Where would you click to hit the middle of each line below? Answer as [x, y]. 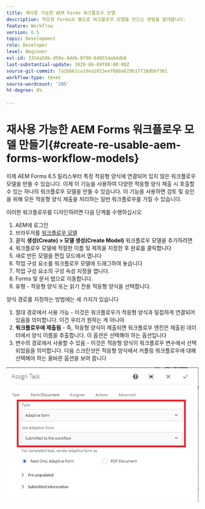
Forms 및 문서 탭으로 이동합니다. [54, 278]
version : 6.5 [23, 32]
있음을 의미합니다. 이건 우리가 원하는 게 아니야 [70, 320]
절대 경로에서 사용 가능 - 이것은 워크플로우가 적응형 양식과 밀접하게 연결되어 [105, 312]
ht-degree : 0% [24, 91]
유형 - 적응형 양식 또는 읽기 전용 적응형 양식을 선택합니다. [83, 286]
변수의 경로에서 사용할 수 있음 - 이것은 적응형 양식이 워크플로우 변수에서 [100, 343]
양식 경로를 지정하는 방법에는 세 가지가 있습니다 [63, 299]
